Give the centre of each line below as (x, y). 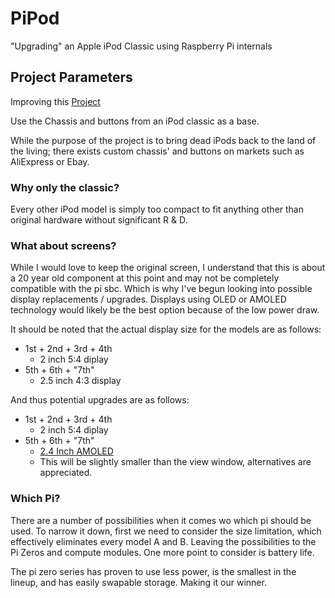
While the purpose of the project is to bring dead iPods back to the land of (163, 140)
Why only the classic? (65, 187)
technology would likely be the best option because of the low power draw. (165, 310)
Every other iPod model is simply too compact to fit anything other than (157, 209)
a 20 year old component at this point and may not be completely (145, 278)
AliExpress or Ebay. (50, 161)
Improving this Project (55, 101)
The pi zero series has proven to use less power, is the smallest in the (153, 571)
